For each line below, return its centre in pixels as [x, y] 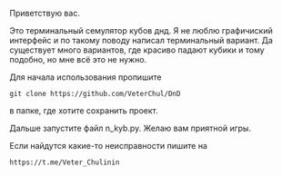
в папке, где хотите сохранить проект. [84, 111]
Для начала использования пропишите [86, 77]
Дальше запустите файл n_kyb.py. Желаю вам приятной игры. [131, 128]
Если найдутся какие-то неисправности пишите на [108, 146]
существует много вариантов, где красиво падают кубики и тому [137, 50]
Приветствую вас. [45, 13]
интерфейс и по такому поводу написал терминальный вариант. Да [141, 40]
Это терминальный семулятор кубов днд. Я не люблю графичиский [141, 30]
